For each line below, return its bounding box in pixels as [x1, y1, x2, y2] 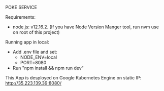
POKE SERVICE [5, 5, 37, 10]
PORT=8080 [20, 60, 47, 65]
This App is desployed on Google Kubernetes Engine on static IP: [5, 75, 141, 80]
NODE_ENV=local [20, 54, 57, 60]
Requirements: [5, 14, 36, 20]
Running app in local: [5, 39, 49, 45]
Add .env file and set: [12, 49, 57, 55]
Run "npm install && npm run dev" [12, 65, 84, 71]
